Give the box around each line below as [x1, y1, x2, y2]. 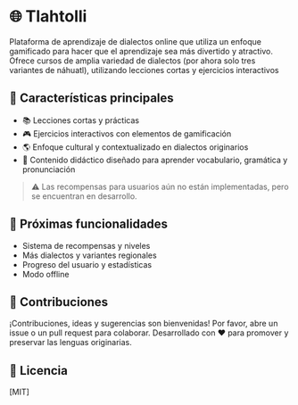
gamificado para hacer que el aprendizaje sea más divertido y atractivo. [9, 45, 274, 56]
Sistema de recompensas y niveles [21, 240, 151, 251]
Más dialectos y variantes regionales [21, 250, 158, 260]
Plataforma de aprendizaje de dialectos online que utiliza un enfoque [9, 36, 261, 46]
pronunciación [21, 163, 76, 175]
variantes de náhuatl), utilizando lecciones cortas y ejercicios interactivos [9, 64, 279, 75]
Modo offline [21, 269, 70, 279]
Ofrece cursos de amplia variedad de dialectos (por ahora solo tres [9, 55, 256, 66]
